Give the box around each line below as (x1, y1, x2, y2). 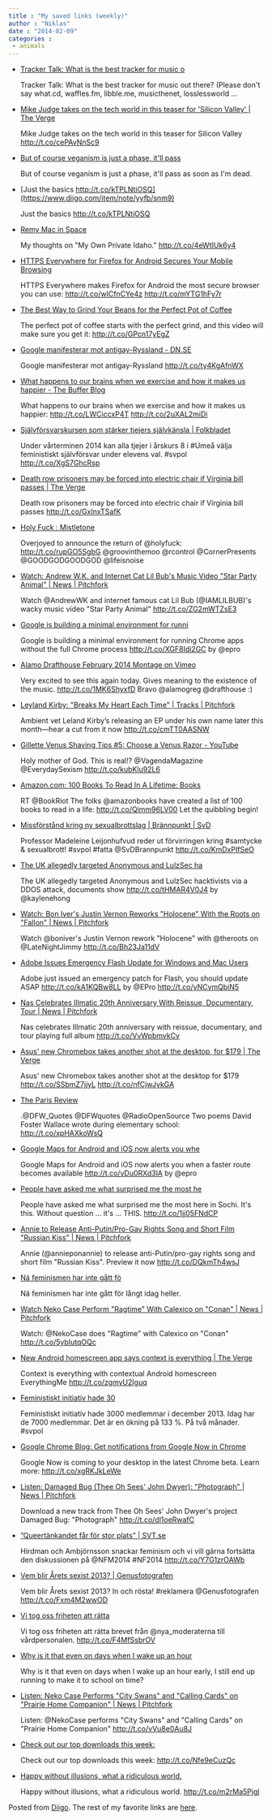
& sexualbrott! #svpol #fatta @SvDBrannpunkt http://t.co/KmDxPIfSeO (19, 845, 255, 855)
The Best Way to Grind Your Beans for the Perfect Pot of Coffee (19, 305, 232, 315)
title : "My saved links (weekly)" (8, 11, 129, 20)
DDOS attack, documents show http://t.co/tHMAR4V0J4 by (19, 885, 219, 895)
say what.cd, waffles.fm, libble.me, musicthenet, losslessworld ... (19, 88, 238, 98)
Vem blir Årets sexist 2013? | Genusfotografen (19, 1571, 174, 1581)
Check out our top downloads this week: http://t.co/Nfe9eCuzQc (19, 1755, 236, 1766)
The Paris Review (19, 1095, 79, 1105)
